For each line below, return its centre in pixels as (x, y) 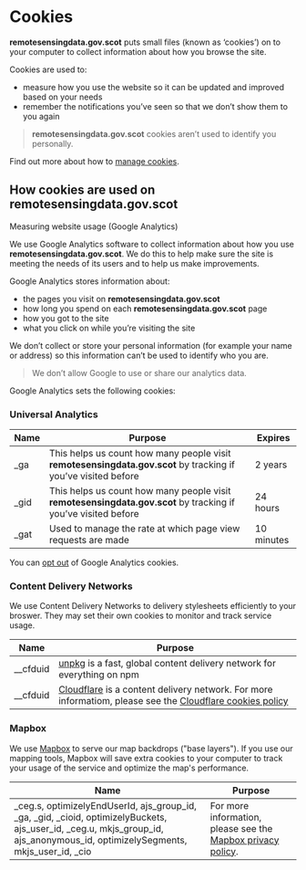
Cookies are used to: (48, 69)
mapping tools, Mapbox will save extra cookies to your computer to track (146, 758)
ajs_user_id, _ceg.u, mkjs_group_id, (89, 828)
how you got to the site (66, 318)
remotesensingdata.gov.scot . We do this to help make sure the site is (142, 254)
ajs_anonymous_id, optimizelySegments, (101, 840)
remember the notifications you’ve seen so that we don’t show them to (155, 106)
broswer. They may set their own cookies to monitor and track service (141, 616)
